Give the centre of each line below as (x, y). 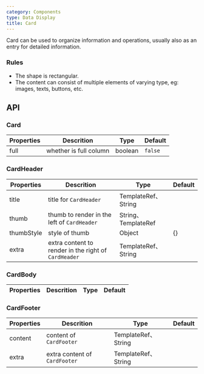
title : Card (21, 23)
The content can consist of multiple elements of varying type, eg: (97, 82)
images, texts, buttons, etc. (49, 88)
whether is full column (78, 151)
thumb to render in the (80, 215)
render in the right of (78, 250)
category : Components (34, 12)
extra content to (71, 242)
